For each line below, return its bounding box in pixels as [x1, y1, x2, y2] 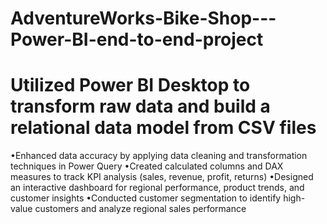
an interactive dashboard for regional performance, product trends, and [10, 182, 305, 194]
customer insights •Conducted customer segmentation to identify [10, 192, 282, 204]
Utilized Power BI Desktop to [10, 74, 251, 97]
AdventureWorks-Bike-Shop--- [10, 7, 277, 30]
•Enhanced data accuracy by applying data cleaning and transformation [10, 150, 308, 162]
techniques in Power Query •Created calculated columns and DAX [10, 160, 284, 172]
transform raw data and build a [10, 95, 271, 118]
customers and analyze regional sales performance [34, 203, 247, 215]
